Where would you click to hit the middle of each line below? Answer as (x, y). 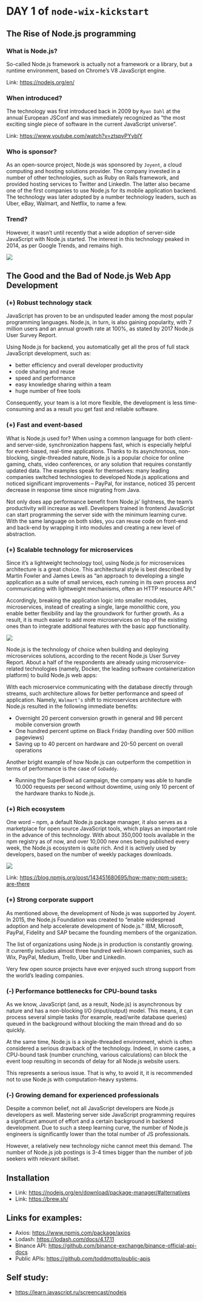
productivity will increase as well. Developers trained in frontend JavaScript (101, 508)
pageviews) (29, 738)
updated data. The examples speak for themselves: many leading (88, 470)
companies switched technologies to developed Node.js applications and (98, 477)
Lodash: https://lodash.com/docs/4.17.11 (65, 1239)
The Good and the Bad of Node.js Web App (89, 276)
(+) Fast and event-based (45, 425)
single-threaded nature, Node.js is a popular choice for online (107, 457)
